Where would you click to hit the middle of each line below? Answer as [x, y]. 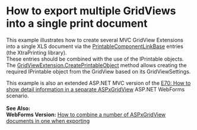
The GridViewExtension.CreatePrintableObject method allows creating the [96, 65]
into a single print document [77, 23]
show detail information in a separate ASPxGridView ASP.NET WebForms [96, 89]
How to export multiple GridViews [91, 11]
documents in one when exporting [48, 121]
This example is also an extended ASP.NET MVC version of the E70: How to [99, 83]
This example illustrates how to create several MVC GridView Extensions [95, 40]
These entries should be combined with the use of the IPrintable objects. [95, 59]
